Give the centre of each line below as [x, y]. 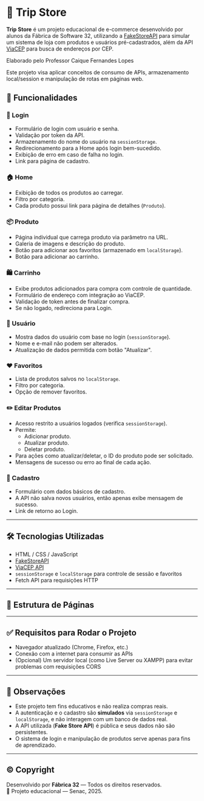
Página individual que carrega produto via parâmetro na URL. [91, 238]
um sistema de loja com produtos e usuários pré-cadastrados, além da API [100, 42]
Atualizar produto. [47, 443]
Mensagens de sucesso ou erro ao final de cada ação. [83, 462]
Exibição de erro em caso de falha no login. [69, 154]
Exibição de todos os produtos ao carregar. [69, 192]
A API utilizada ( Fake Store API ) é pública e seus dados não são [95, 725]
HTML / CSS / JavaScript [46, 554]
